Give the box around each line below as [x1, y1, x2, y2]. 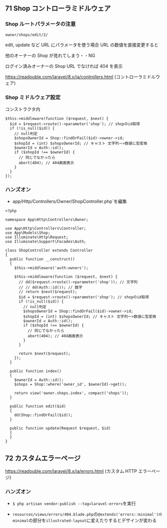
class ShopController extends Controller [5, 248, 93, 253]
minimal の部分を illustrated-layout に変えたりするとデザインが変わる [12, 517, 157, 523]
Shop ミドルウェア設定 [5, 94, 61, 101]
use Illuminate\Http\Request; [5, 235, 69, 240]
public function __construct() [10, 257, 75, 262]
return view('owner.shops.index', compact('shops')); [14, 390, 129, 396]
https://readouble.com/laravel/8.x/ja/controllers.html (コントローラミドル [5, 74, 156, 80]
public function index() [10, 369, 62, 374]
